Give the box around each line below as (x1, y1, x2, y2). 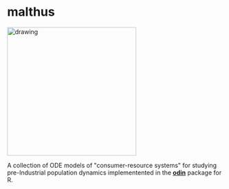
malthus (7, 4, 55, 20)
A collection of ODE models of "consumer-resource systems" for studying (7, 161, 217, 169)
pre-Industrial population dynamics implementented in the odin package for (7, 168, 222, 177)
